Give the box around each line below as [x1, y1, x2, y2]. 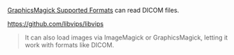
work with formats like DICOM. [24, 41, 115, 49]
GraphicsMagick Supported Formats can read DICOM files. [7, 6, 179, 14]
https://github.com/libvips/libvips [7, 20, 104, 28]
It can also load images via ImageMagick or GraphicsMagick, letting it [24, 33, 228, 42]
